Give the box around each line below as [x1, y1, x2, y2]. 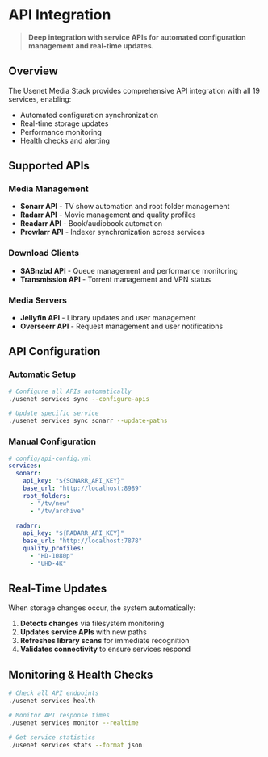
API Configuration [8, 345, 101, 358]
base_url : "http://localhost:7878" [23, 537, 143, 546]
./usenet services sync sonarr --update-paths [8, 417, 168, 425]
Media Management [8, 183, 89, 194]
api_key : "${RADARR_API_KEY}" [23, 529, 125, 537]
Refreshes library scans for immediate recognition [19, 636, 190, 646]
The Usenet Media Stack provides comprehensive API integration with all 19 [8, 86, 261, 95]
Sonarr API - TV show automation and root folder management [19, 202, 230, 211]
